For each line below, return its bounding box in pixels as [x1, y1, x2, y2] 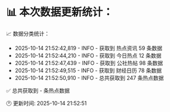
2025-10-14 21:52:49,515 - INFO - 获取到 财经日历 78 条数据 [14, 67, 162, 74]
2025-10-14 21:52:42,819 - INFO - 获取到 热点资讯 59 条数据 [14, 44, 163, 51]
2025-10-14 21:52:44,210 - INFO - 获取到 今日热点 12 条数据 [14, 52, 162, 59]
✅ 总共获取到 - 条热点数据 [6, 87, 70, 94]
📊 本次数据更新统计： [6, 5, 113, 19]
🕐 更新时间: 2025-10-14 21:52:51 [6, 99, 87, 107]
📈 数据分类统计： [6, 30, 50, 37]
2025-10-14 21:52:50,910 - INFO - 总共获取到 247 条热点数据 [14, 74, 164, 81]
